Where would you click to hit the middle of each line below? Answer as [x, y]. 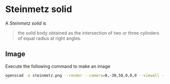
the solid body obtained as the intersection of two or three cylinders [88, 33]
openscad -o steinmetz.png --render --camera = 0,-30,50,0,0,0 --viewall [82, 75]
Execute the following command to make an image [58, 66]
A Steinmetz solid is [26, 23]
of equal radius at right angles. [50, 38]
